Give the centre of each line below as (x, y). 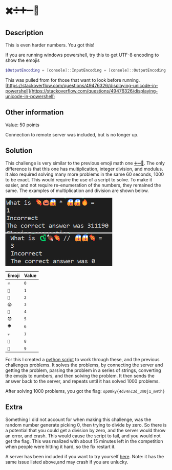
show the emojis (23, 60)
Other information (35, 113)
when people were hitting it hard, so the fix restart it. (61, 447)
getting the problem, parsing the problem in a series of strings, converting (83, 370)
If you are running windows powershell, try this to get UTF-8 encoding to (82, 55)
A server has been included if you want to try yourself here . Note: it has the (85, 456)
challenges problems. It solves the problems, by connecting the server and (84, 365)
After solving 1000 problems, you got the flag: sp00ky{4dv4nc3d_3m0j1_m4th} (85, 391)
